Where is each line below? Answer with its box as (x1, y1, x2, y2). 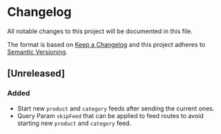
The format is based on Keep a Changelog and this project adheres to (7, 40, 206, 48)
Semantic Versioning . (7, 48, 68, 56)
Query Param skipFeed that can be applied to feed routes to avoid (17, 111, 204, 119)
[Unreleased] (7, 68, 66, 79)
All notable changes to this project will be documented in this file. (7, 27, 193, 35)
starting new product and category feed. (17, 119, 132, 127)
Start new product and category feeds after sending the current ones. (17, 104, 215, 113)
